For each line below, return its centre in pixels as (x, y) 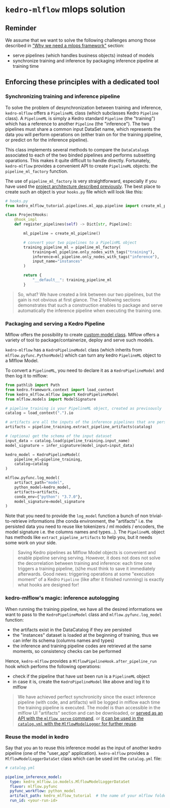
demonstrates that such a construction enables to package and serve (90, 305)
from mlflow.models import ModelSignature (51, 399)
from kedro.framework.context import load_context (60, 390)
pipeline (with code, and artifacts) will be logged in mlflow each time (89, 702)
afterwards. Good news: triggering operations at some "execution (86, 574)
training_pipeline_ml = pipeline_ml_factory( (72, 247)
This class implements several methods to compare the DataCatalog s (77, 149)
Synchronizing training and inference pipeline (63, 96)
